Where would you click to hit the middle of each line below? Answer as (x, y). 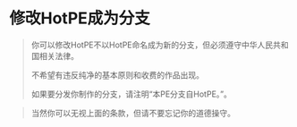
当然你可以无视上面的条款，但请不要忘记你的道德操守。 (133, 113)
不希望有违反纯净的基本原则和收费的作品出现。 (117, 75)
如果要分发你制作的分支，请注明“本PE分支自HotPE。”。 (132, 94)
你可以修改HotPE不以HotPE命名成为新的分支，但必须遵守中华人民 (152, 45)
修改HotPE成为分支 (80, 18)
